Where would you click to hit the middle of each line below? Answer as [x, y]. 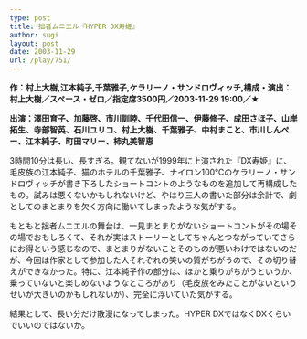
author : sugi [34, 35]
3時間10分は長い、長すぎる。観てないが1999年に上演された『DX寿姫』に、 [151, 160]
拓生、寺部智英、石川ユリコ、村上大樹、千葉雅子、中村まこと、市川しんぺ [149, 130]
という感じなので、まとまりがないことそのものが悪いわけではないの [161, 249]
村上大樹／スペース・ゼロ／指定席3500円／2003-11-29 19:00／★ [135, 99]
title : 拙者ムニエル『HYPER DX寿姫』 [74, 26]
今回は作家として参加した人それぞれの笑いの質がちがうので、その [149, 260]
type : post [30, 18]
